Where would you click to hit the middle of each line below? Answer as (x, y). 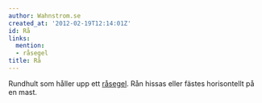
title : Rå (25, 61)
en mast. (23, 92)
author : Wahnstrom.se (45, 16)
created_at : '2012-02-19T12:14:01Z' (70, 23)
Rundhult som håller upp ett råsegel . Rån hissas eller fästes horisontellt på (131, 83)
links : (19, 38)
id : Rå (19, 31)
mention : (30, 46)
